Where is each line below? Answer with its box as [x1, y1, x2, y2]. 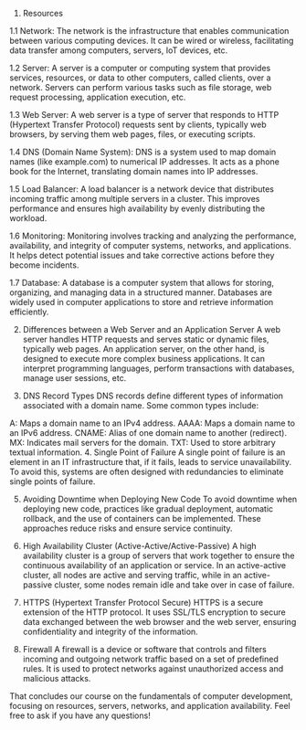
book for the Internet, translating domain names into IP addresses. [9, 166, 259, 176]
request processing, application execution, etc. [9, 91, 186, 102]
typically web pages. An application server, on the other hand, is [22, 344, 265, 354]
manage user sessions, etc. [22, 373, 127, 383]
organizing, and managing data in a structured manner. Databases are [9, 287, 272, 298]
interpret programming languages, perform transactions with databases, [22, 363, 295, 374]
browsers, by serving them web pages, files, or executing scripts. [9, 129, 256, 140]
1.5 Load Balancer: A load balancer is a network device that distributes [9, 184, 274, 195]
